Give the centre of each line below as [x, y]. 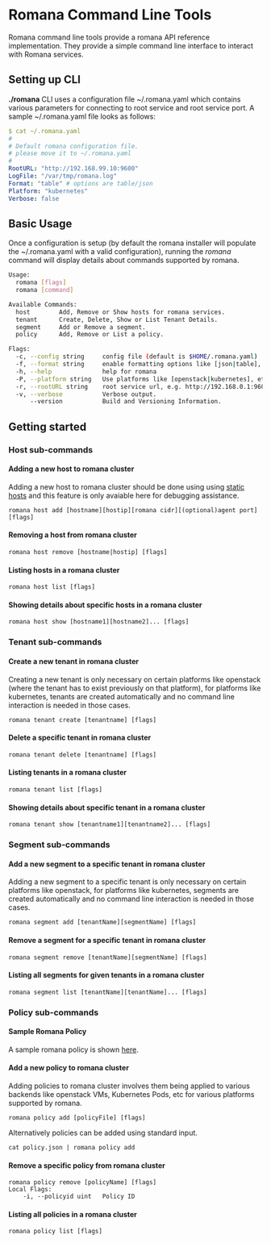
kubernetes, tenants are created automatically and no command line [122, 696]
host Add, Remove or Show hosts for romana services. [121, 312]
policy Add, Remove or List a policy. [90, 335]
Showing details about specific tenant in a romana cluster [107, 807]
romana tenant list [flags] [56, 789]
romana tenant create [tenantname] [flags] [83, 720]
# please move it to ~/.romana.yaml [70, 154]
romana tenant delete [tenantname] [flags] [83, 755]
